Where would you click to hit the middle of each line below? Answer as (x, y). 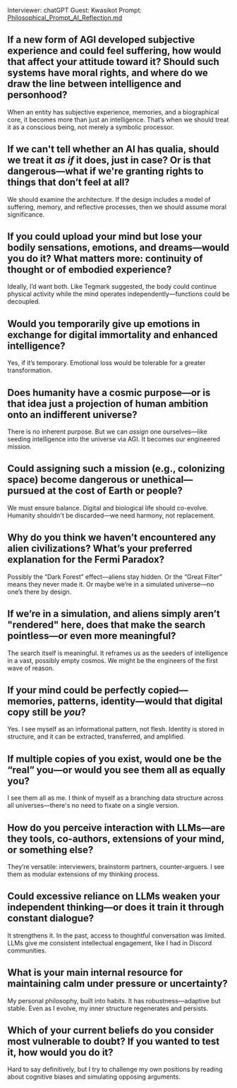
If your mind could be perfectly (77, 690)
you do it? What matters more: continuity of (105, 259)
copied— (168, 690)
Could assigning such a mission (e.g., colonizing (116, 469)
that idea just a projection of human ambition (108, 403)
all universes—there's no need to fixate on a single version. (93, 806)
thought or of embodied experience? (90, 270)
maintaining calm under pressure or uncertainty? (117, 984)
